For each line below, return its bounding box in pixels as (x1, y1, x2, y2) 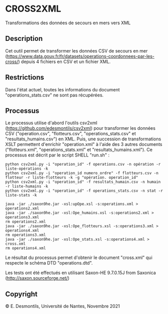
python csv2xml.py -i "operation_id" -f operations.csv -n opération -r (5, 162, 161, 167)
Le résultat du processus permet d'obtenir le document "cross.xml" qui (5, 254, 152, 260)
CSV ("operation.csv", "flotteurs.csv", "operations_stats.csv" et (5, 131, 136, 137)
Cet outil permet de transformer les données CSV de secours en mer (5, 47, 148, 54)
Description (5, 34, 43, 43)
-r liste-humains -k (5, 184, 49, 189)
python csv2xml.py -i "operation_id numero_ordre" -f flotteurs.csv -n (5, 171, 158, 176)
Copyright (5, 290, 38, 298)
